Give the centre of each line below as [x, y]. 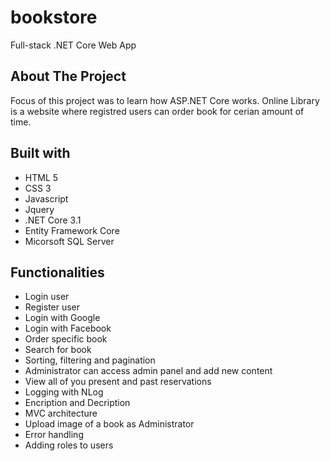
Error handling [54, 435]
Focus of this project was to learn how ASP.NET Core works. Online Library [165, 100]
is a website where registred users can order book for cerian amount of [157, 111]
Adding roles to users [69, 445]
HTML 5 [41, 177]
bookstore [54, 17]
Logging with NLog [64, 392]
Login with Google [62, 318]
